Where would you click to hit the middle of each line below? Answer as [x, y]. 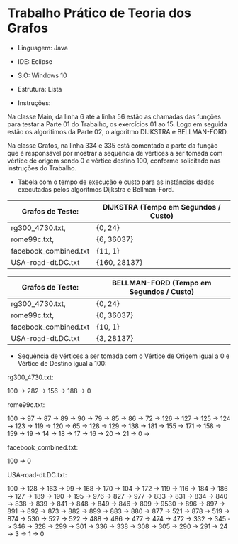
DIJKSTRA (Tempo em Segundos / [161, 207]
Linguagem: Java [43, 48]
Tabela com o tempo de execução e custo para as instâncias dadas [116, 182]
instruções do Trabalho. [42, 168]
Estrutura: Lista [40, 89]
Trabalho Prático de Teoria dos [99, 13]
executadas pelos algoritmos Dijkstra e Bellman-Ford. [96, 189]
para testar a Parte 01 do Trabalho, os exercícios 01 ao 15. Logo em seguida [118, 124]
